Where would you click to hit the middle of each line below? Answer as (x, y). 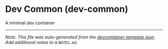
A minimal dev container (30, 23)
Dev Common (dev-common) (67, 9)
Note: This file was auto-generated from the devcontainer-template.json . (80, 37)
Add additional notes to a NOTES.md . (41, 42)
